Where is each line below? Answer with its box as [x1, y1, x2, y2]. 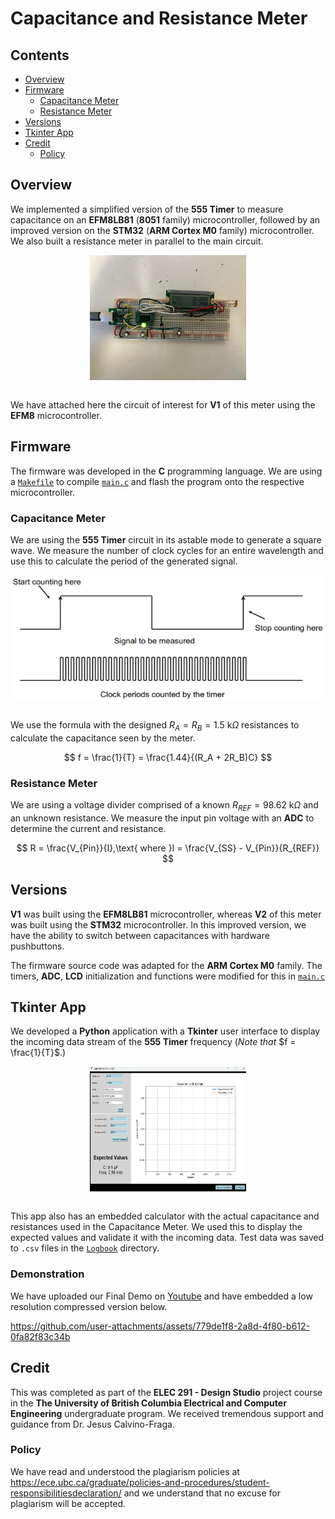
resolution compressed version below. [10, 1300, 168, 1312]
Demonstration [10, 1267, 85, 1281]
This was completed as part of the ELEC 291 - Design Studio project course [10, 1386, 323, 1398]
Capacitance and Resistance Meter [10, 7, 308, 30]
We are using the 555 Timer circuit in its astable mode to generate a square [10, 533, 322, 546]
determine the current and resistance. [10, 822, 167, 834]
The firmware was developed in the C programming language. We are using [10, 465, 323, 477]
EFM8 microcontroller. [10, 409, 102, 421]
